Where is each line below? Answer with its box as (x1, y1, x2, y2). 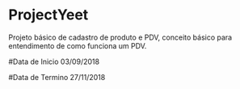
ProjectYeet (8, 6, 89, 24)
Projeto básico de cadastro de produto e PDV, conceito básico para (8, 32, 233, 42)
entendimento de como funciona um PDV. (8, 40, 147, 50)
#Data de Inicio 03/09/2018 (8, 57, 99, 66)
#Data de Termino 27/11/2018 (8, 72, 106, 82)
